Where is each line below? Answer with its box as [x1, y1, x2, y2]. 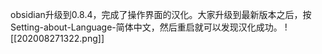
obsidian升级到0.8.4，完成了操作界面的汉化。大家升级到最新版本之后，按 [10, 9, 312, 20]
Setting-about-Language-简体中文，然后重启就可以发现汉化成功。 [10, 21, 283, 33]
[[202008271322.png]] [10, 33, 105, 44]
